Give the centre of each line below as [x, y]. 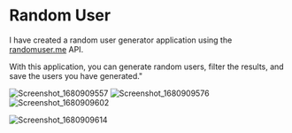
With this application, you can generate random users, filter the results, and [147, 66]
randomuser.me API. [46, 49]
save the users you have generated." [76, 75]
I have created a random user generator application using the [121, 40]
